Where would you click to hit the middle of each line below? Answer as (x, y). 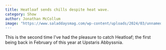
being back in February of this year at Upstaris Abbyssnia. (64, 43)
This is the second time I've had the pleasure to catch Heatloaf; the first (78, 37)
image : (12, 23)
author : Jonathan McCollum (33, 19)
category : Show (21, 14)
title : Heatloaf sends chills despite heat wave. (57, 10)
